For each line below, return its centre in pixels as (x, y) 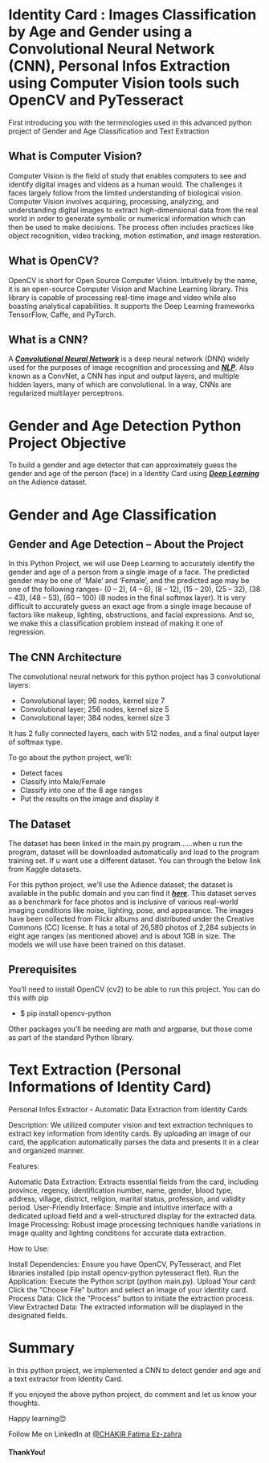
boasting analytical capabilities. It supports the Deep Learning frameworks (132, 306)
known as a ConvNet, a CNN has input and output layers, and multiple (124, 376)
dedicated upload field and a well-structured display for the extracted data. (132, 1215)
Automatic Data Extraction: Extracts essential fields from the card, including (133, 1181)
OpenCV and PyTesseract (96, 100)
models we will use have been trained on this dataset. (97, 944)
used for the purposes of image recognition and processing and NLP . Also (131, 368)
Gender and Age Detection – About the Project (126, 544)
